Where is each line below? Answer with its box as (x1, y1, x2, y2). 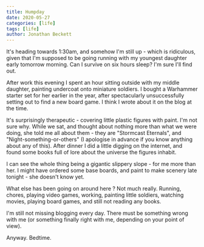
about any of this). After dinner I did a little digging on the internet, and (6, 142, 183, 150)
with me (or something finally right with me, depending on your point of (6, 216, 185, 223)
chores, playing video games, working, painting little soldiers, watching (6, 191, 184, 199)
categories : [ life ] (6, 20, 56, 26)
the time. (6, 105, 29, 112)
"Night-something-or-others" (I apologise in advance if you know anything (6, 136, 193, 143)
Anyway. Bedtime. (6, 234, 52, 242)
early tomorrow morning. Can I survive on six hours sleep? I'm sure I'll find (6, 61, 192, 68)
